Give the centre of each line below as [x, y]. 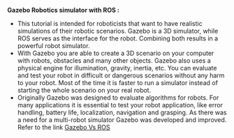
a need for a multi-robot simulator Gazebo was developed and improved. [122, 120]
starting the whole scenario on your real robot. [84, 90]
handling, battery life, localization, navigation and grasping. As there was [122, 112]
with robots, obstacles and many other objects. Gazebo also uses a [114, 61]
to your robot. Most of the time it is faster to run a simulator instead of [118, 83]
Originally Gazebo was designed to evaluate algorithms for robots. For [118, 98]
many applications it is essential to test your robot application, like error [120, 105]
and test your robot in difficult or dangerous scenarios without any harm [121, 75]
